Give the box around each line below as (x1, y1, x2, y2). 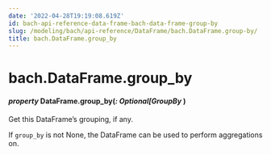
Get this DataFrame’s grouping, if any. (8, 114, 133, 124)
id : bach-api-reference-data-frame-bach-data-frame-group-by (8, 19, 219, 27)
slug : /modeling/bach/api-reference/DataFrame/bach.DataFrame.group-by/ (8, 27, 258, 35)
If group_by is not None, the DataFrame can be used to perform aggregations (8, 130, 263, 140)
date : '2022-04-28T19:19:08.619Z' (8, 11, 125, 20)
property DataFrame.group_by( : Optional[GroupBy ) (8, 96, 186, 106)
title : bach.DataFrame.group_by (8, 34, 117, 43)
